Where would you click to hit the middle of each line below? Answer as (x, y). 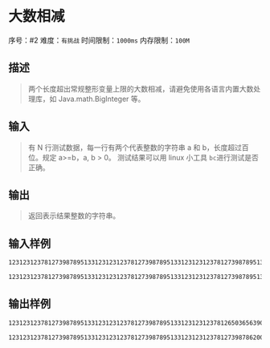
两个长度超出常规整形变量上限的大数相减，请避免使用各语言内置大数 (141, 88)
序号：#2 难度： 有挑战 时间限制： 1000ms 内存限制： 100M (99, 40)
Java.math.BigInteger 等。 (102, 99)
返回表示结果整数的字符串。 (74, 216)
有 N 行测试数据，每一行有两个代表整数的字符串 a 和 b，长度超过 (135, 147)
